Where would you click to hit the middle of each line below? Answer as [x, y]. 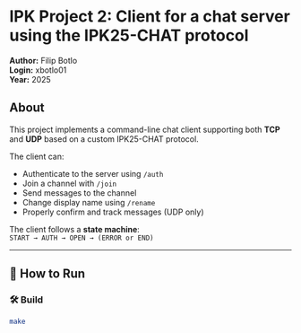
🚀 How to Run [47, 274]
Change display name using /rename [89, 202]
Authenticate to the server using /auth [93, 173]
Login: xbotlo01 [38, 70]
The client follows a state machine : [75, 229]
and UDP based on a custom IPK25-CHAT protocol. [104, 139]
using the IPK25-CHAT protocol [129, 35]
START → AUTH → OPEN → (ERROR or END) [82, 238]
